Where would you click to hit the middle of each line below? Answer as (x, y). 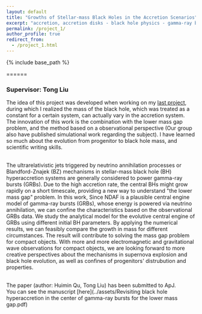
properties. (20, 267)
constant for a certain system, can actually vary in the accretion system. (96, 115)
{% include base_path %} (38, 62)
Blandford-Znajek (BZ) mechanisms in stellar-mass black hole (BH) (89, 172)
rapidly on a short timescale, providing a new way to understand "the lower (99, 191)
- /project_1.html (35, 46)
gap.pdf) (17, 304)
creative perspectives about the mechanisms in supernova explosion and (97, 255)
